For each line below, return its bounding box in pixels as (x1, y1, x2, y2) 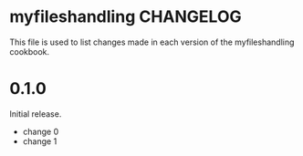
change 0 (22, 126, 59, 137)
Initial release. (9, 108, 62, 120)
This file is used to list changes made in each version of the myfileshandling (9, 36, 295, 47)
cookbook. (9, 46, 50, 57)
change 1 (22, 135, 57, 147)
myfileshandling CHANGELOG (9, 6, 242, 27)
